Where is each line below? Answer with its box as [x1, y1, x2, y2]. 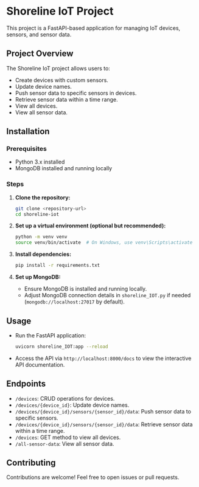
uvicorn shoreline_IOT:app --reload [15, 344, 108, 350]
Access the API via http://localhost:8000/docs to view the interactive [15, 354, 192, 362]
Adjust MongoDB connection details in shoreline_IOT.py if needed [24, 292, 191, 299]
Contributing [6, 458, 56, 468]
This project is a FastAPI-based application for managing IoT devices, [6, 24, 181, 32]
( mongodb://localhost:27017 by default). [24, 298, 125, 305]
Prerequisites [6, 145, 47, 153]
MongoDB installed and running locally [15, 165, 113, 172]
